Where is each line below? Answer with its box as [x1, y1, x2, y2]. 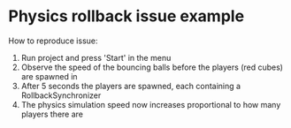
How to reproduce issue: [8, 35, 98, 46]
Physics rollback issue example [8, 6, 245, 26]
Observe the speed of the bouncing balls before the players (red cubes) [20, 62, 284, 72]
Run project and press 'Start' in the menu [20, 52, 172, 63]
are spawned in [20, 71, 78, 81]
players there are [20, 109, 83, 119]
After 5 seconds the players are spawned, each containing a [20, 80, 241, 91]
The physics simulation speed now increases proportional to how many [20, 99, 281, 109]
